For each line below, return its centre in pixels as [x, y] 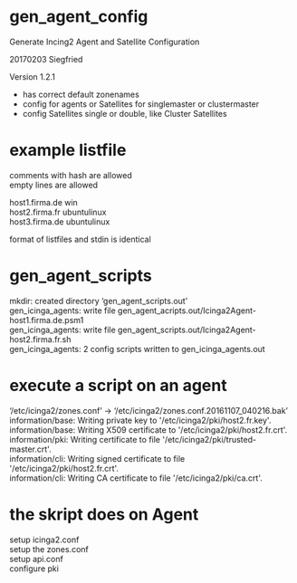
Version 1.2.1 [33, 76]
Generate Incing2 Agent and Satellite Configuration [105, 42]
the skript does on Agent [104, 514]
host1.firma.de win [44, 202]
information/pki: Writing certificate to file [85, 439]
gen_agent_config [79, 17]
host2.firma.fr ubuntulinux [58, 212]
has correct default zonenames [81, 94]
